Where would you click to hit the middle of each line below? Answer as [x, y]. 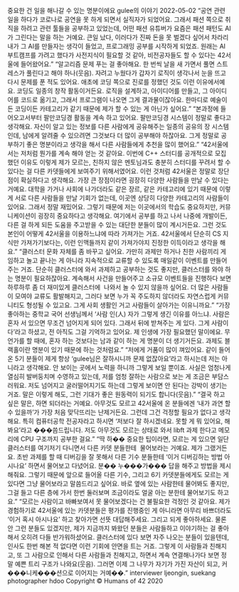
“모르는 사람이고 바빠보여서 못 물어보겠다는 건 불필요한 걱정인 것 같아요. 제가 [124, 501]
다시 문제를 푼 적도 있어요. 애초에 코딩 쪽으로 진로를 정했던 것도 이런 [101, 82]
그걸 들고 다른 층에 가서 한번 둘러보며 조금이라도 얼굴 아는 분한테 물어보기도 [112, 492]
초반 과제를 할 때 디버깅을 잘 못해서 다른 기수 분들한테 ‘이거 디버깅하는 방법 [119, 457]
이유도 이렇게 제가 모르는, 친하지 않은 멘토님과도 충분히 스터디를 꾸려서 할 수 [126, 162]
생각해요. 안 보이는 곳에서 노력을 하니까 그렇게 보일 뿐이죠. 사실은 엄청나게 [128, 367]
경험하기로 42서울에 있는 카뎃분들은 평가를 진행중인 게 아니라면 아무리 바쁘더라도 [119, 510]
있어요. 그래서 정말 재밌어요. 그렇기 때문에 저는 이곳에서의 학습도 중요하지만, [113, 207]
